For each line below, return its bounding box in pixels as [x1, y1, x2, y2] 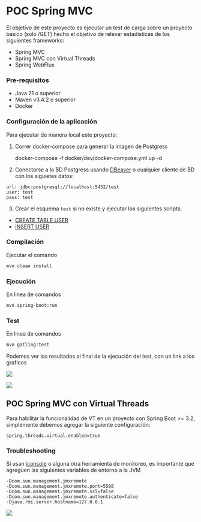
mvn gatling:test [6, 342, 50, 348]
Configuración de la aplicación [6, 117, 97, 126]
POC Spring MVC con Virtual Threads [6, 399, 149, 409]
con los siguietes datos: [14, 172, 74, 179]
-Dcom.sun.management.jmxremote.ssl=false [6, 488, 114, 495]
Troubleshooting [6, 446, 56, 455]
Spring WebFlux [14, 61, 55, 68]
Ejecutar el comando [6, 251, 58, 258]
